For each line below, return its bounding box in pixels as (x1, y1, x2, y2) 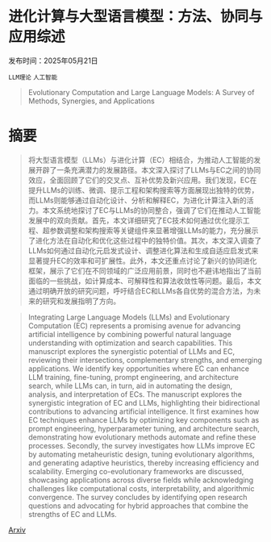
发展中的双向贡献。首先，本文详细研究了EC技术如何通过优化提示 (27, 215, 244, 225)
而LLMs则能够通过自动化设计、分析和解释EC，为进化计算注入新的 (27, 195, 248, 205)
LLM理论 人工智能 (8, 73, 58, 81)
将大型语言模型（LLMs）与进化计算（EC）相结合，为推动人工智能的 (27, 155, 254, 165)
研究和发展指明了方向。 (42, 296, 121, 306)
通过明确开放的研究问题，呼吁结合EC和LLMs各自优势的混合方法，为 (27, 286, 254, 295)
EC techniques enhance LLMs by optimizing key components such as (27, 415, 260, 424)
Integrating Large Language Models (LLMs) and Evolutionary (27, 312, 230, 322)
